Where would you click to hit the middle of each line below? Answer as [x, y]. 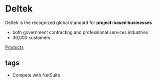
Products [14, 47]
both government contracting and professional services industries [80, 32]
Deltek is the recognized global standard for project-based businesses [78, 22]
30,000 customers [31, 37]
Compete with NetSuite [36, 75]
